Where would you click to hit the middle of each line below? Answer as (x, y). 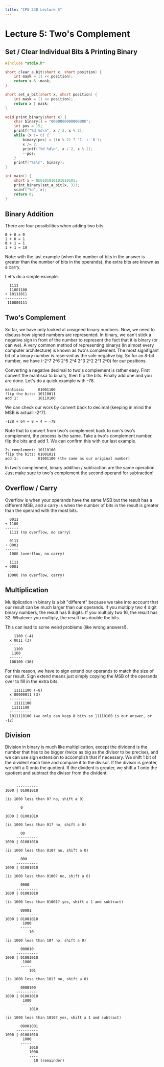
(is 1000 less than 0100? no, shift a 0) (48, 876)
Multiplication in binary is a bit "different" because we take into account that (82, 602)
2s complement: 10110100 (30, 450)
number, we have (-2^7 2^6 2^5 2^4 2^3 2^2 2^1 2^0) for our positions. (76, 361)
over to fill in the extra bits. (32, 681)
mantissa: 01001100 (30, 389)
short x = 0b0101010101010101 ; (46, 180)
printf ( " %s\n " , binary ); (39, 163)
